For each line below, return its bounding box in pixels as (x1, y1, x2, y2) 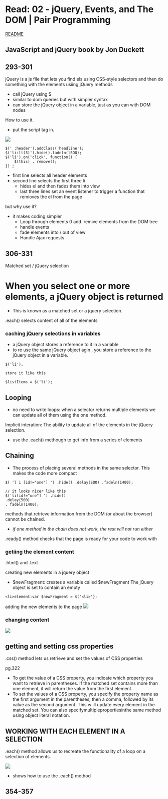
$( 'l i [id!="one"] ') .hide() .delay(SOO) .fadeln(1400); (5, 480, 134, 485)
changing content (5, 616, 50, 623)
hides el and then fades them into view (20, 183, 100, 189)
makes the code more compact (12, 470, 77, 476)
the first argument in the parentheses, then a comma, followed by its (12, 696, 154, 702)
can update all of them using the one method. (12, 412, 107, 418)
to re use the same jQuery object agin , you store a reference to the (12, 347, 151, 353)
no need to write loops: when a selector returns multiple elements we (12, 407, 156, 413)
